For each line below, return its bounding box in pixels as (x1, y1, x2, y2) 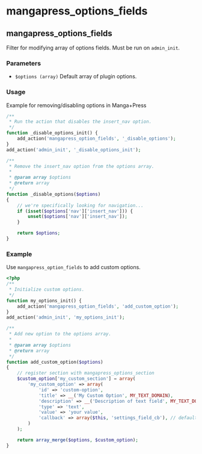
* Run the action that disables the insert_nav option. (8, 119, 152, 125)
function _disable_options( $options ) (6, 191, 101, 197)
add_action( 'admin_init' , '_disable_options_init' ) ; (6, 146, 141, 153)
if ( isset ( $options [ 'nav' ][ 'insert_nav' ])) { (17, 208, 133, 214)
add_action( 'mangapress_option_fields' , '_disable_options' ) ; (17, 135, 176, 142)
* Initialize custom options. (8, 287, 85, 293)
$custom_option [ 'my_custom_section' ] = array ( (17, 376, 136, 382)
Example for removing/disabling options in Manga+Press (6, 101, 147, 109)
